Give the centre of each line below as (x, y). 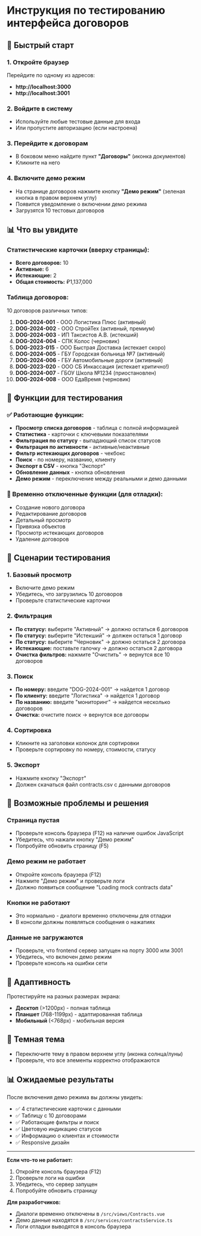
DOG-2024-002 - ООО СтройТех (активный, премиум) (85, 328)
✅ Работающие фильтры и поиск (57, 1122)
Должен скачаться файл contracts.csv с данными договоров (93, 784)
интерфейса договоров (68, 23)
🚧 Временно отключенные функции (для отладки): (85, 494)
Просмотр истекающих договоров (59, 533)
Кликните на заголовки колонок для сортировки (77, 743)
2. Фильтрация (30, 616)
